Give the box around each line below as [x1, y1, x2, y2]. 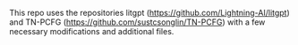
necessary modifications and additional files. [9, 26, 175, 36]
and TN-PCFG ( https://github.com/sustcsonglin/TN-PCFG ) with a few [9, 17, 266, 27]
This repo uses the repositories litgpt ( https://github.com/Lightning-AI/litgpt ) [9, 8, 291, 18]
